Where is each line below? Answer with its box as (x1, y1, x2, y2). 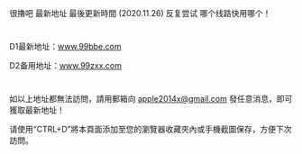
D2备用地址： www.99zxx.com (9, 60, 123, 71)
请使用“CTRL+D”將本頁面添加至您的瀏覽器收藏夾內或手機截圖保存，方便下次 (9, 124, 292, 135)
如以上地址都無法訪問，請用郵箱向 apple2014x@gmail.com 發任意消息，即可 (9, 94, 293, 104)
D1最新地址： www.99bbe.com (9, 41, 122, 52)
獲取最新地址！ (9, 104, 65, 115)
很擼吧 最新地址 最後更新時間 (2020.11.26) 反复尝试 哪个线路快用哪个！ (9, 8, 271, 18)
